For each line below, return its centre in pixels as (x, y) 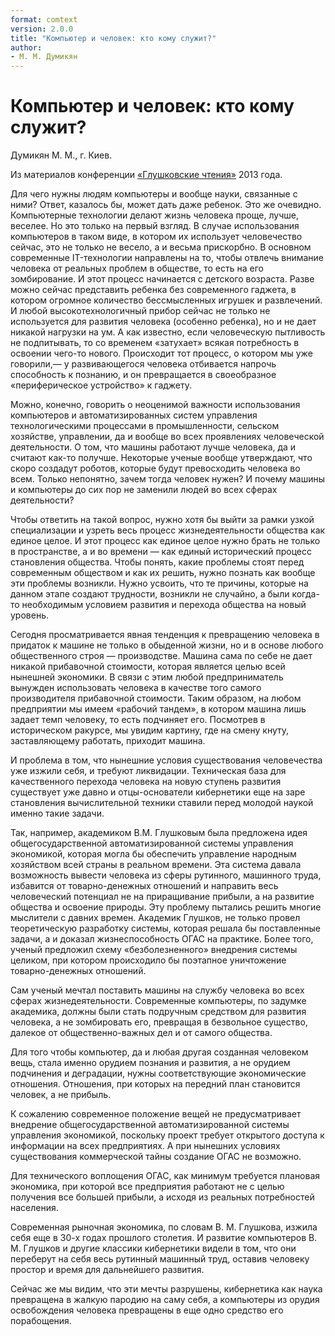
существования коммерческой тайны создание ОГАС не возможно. (156, 1157)
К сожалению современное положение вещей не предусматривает (156, 1114)
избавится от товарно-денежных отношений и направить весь (144, 886)
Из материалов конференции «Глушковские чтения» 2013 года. (146, 175)
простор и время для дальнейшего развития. (107, 1270)
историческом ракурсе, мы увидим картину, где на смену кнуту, (150, 730)
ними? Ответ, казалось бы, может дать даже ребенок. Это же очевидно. (166, 205)
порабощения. (41, 1321)
